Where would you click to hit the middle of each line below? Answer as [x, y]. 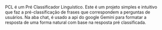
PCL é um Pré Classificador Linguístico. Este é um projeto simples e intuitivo [81, 7]
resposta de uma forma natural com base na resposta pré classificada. [76, 22]
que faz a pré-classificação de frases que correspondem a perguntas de [78, 12]
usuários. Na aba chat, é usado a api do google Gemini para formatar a [76, 17]
